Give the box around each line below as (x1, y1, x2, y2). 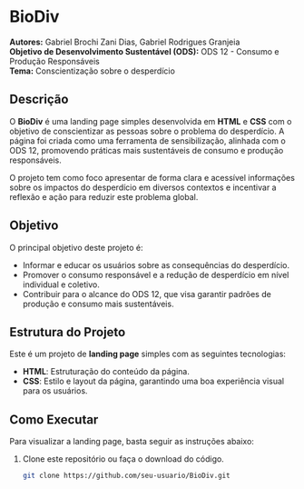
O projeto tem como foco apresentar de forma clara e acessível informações (9, 172, 295, 183)
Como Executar (9, 412, 99, 427)
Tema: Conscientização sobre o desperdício (9, 65, 175, 76)
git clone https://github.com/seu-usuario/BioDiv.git (22, 471, 230, 481)
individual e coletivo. (22, 279, 100, 290)
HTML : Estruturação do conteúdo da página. (22, 366, 191, 377)
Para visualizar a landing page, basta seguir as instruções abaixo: (9, 436, 254, 447)
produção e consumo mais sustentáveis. (22, 298, 174, 309)
